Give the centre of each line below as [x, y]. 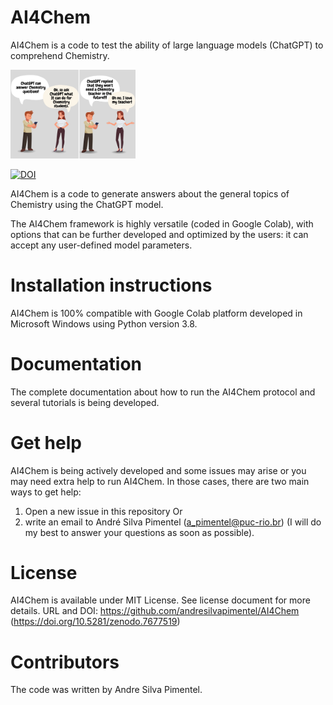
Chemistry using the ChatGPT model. [87, 204]
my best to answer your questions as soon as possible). [139, 532]
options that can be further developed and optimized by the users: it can [159, 234]
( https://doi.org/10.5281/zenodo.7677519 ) [95, 622]
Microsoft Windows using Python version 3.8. [104, 323]
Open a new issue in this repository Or [103, 511]
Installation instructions [111, 285]
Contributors [65, 662]
